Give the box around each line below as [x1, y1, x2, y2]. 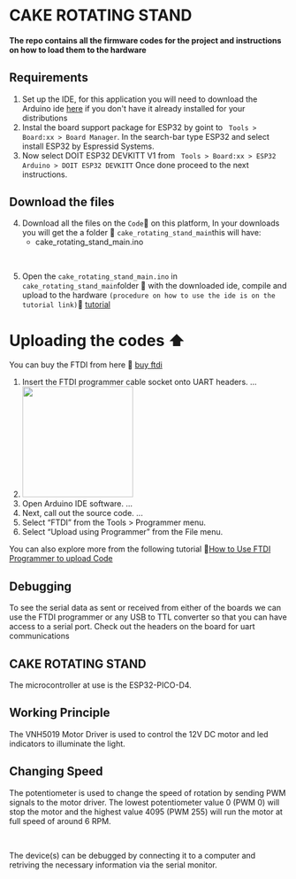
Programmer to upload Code [9, 553, 113, 564]
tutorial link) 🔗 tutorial [21, 299, 110, 310]
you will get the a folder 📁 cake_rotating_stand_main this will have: [21, 227, 262, 238]
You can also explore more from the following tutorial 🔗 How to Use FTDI [9, 544, 271, 554]
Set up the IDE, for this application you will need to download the [21, 94, 258, 104]
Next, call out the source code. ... [21, 508, 143, 519]
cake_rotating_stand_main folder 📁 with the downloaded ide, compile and [21, 281, 287, 291]
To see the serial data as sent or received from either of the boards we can [9, 603, 281, 613]
